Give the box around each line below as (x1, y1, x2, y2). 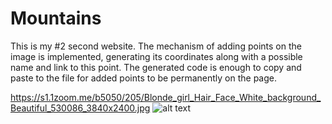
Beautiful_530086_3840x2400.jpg (10, 102, 151, 114)
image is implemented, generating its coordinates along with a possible (10, 50, 303, 62)
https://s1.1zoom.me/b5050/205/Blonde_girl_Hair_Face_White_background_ (10, 91, 322, 103)
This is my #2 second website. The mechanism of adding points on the (10, 40, 302, 52)
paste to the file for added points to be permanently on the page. (10, 72, 278, 84)
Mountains (10, 7, 102, 30)
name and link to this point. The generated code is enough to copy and (10, 61, 302, 73)
